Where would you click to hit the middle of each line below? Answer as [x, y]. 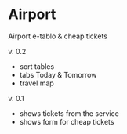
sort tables [37, 66]
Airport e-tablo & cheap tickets [58, 36]
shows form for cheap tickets [67, 121]
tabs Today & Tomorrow [58, 74]
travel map [37, 83]
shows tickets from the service [69, 113]
